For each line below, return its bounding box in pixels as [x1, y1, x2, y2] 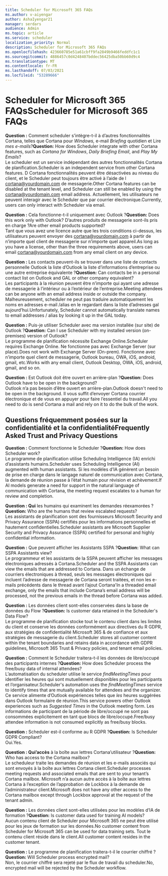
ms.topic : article [5, 31, 44, 36]
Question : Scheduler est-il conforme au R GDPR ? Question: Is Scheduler [5, 729, 158, 735]
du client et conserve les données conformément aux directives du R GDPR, [5, 624, 162, 630]
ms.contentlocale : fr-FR [5, 63, 57, 68]
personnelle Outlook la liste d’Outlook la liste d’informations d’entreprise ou [5, 264, 160, 270]
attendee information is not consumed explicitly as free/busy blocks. [5, 719, 147, 725]
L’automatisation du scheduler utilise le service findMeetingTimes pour [5, 671, 151, 677]
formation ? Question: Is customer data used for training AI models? [5, 812, 145, 818]
